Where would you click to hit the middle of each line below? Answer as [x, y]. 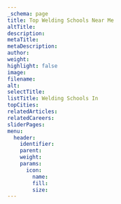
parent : [31, 151]
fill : [41, 183]
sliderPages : [26, 124]
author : [19, 53]
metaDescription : [33, 46]
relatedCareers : [31, 118]
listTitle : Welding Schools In [53, 99]
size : [41, 190]
